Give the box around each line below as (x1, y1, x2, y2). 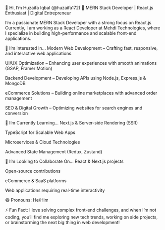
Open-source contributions (5, 168, 61, 174)
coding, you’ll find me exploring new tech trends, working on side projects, (5, 214, 158, 220)
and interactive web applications (5, 50, 72, 56)
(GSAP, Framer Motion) (5, 65, 53, 71)
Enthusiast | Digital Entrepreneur (5, 10, 71, 16)
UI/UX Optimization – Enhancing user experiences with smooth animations (5, 60, 157, 66)
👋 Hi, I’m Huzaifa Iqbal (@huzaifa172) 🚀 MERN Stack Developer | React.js (5, 5, 154, 10)
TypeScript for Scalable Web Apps (5, 129, 76, 135)
